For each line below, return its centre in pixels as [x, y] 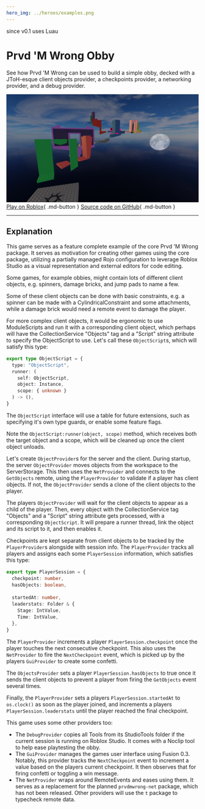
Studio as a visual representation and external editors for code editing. [95, 266]
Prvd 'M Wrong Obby [60, 56]
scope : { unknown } [42, 391]
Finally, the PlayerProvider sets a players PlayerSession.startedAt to [93, 698]
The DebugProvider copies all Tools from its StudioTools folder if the [100, 734]
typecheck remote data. [45, 799]
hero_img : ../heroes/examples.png [50, 13]
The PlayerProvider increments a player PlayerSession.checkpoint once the [102, 642]
